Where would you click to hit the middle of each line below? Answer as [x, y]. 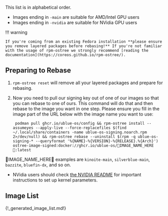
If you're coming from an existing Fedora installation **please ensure [84, 42]
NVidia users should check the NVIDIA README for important [77, 174]
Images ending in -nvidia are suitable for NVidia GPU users [75, 23]
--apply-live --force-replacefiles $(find [81, 128]
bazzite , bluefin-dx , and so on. [38, 165]
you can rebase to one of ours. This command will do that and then [83, 103]
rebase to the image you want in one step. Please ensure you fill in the [86, 109]
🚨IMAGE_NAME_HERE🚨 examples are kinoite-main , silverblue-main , [78, 159]
